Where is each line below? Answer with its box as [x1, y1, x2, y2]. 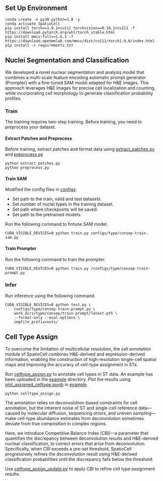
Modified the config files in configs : [5, 186, 77, 192]
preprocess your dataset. [5, 124, 56, 130]
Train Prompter [5, 245, 37, 251]
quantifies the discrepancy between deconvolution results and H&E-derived [5, 435, 159, 441]
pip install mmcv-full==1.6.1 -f [5, 34, 74, 39]
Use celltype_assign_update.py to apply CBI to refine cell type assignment [5, 466, 155, 472]
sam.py [5, 235, 19, 240]
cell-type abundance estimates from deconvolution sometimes [17, 415, 144, 421]
